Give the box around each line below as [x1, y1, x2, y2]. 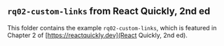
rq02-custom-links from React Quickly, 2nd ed [7, 5, 211, 17]
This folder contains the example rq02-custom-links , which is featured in [7, 23, 217, 32]
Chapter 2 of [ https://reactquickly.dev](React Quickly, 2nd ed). [7, 31, 188, 39]
